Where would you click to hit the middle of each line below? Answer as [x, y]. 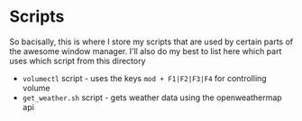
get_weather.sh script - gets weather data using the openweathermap [152, 98]
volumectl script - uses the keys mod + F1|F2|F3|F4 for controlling [145, 78]
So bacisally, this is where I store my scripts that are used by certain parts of [151, 42]
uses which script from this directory [78, 60]
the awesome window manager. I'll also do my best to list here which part [146, 51]
